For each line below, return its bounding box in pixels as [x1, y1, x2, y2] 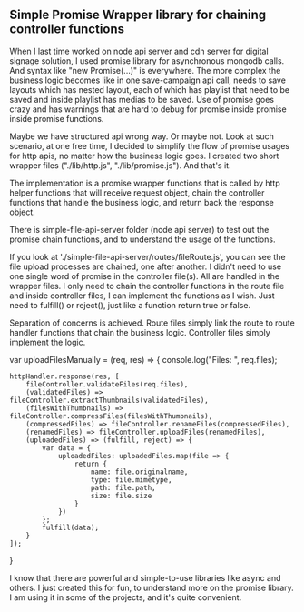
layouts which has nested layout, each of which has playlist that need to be [9, 84, 290, 95]
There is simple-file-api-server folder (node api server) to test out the [9, 224, 270, 235]
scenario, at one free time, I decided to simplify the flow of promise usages [9, 140, 290, 151]
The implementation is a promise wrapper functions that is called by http [9, 177, 280, 188]
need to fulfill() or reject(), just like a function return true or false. [9, 299, 251, 310]
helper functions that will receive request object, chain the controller [9, 186, 265, 198]
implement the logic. [9, 336, 86, 347]
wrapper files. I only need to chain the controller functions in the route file [9, 280, 285, 291]
